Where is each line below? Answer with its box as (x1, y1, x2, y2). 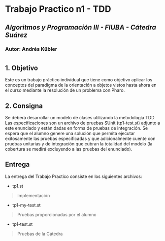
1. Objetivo (5, 64, 38, 72)
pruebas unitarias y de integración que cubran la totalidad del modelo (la (5, 140, 153, 146)
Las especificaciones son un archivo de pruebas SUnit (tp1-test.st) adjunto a (5, 120, 160, 126)
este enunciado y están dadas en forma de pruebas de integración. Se (5, 125, 148, 131)
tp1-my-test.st (12, 202, 41, 208)
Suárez (5, 31, 28, 39)
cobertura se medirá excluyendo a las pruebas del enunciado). (5, 146, 132, 152)
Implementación (17, 192, 50, 198)
